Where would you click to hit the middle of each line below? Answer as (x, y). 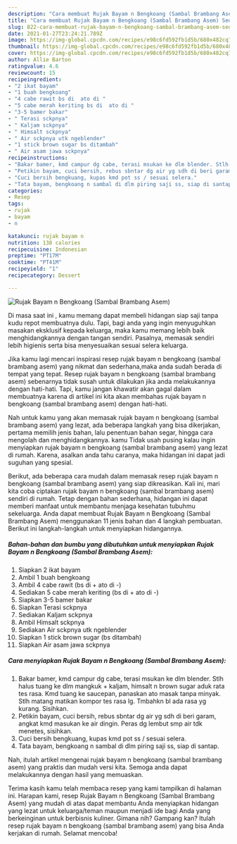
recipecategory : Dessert (44, 275)
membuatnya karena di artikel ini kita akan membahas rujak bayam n (107, 396)
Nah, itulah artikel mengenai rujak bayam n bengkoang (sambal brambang (115, 759)
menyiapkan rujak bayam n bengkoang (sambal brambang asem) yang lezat (118, 447)
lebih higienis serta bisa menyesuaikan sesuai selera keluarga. (98, 345)
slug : (16, 27)
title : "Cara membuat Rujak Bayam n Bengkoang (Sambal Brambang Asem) (114, 20)
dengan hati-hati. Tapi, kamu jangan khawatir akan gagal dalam (100, 389)
